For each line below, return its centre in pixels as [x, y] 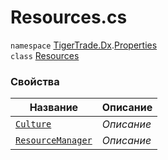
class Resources [45, 55]
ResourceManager [54, 140]
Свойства [35, 81]
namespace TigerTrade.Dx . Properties [84, 45]
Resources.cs [69, 17]
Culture [33, 124]
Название [54, 108]
